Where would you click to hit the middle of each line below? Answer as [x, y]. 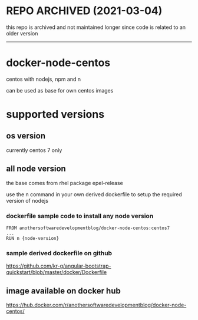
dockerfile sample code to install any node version [80, 216]
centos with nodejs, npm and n [44, 79]
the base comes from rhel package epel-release [65, 183]
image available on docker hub [63, 291]
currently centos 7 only [34, 150]
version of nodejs [27, 200]
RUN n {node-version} [33, 238]
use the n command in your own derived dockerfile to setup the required [94, 194]
